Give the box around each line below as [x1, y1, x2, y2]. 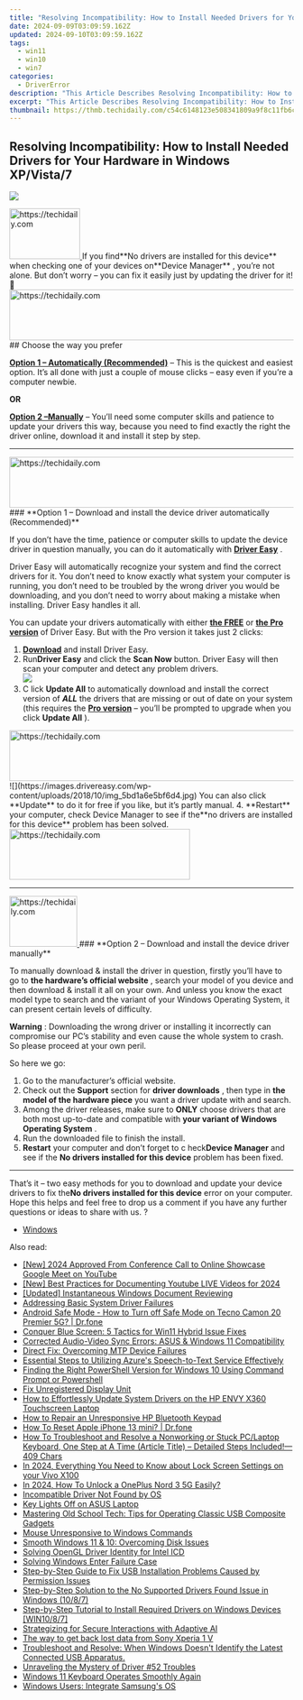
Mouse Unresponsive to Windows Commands [22, 1528, 193, 1539]
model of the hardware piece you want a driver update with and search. [22, 1095, 291, 1106]
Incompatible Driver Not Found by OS [22, 1489, 162, 1500]
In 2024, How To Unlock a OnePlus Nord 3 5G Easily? [22, 1480, 221, 1491]
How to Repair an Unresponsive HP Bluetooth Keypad [22, 1412, 222, 1423]
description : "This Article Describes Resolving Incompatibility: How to [9, 88, 293, 97]
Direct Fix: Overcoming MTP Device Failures [22, 1346, 187, 1356]
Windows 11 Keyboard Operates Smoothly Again [22, 1671, 201, 1682]
